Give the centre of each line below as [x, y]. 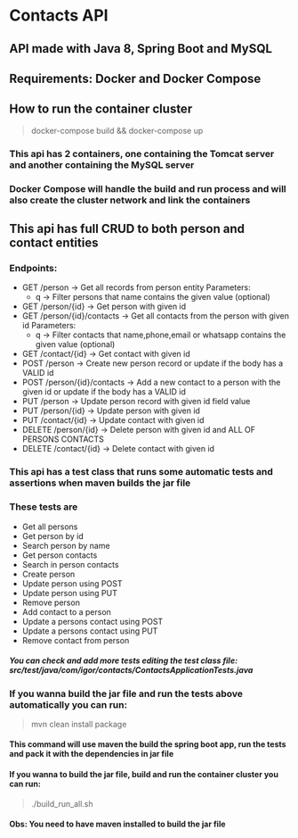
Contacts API [59, 16]
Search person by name [66, 545]
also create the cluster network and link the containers [130, 200]
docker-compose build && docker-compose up [117, 130]
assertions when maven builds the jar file [100, 483]
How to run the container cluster [101, 109]
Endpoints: [33, 268]
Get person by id [52, 535]
